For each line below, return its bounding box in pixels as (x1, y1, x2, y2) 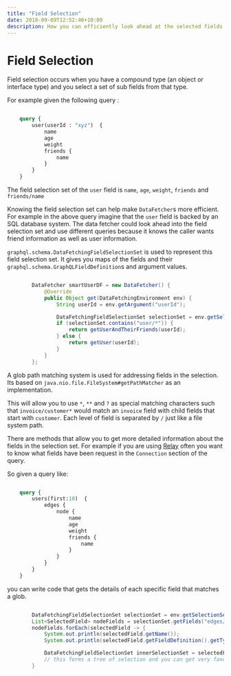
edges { (43, 501, 67, 509)
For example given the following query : (7, 96, 119, 104)
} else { (56, 332, 81, 340)
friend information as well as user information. (7, 235, 137, 243)
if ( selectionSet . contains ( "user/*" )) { (56, 320, 174, 327)
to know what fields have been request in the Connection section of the (7, 449, 208, 457)
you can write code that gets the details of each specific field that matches (7, 584, 219, 593)
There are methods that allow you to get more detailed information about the (7, 434, 224, 442)
